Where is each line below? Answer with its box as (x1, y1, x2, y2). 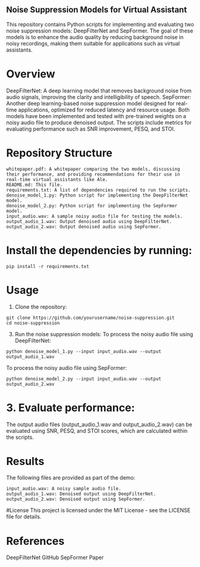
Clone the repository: (14, 303, 67, 310)
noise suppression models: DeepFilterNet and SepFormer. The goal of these (6, 27, 193, 34)
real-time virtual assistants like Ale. (6, 176, 109, 182)
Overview (6, 67, 56, 80)
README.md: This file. (6, 182, 63, 188)
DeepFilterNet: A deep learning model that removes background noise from (6, 87, 192, 94)
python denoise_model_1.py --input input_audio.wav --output (6, 348, 162, 354)
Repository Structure (6, 146, 113, 159)
